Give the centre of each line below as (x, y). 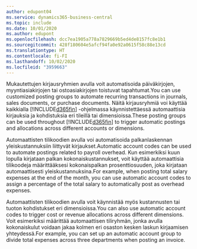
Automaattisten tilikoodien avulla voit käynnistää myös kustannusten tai (93, 202)
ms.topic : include (29, 23)
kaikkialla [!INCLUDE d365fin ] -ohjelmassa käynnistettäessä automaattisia (96, 109)
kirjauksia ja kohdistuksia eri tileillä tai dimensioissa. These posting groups (96, 116)
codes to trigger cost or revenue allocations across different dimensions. (95, 214)
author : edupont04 (29, 12)
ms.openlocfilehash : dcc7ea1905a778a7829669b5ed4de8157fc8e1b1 (86, 39)
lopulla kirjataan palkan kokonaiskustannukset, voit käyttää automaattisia (95, 159)
